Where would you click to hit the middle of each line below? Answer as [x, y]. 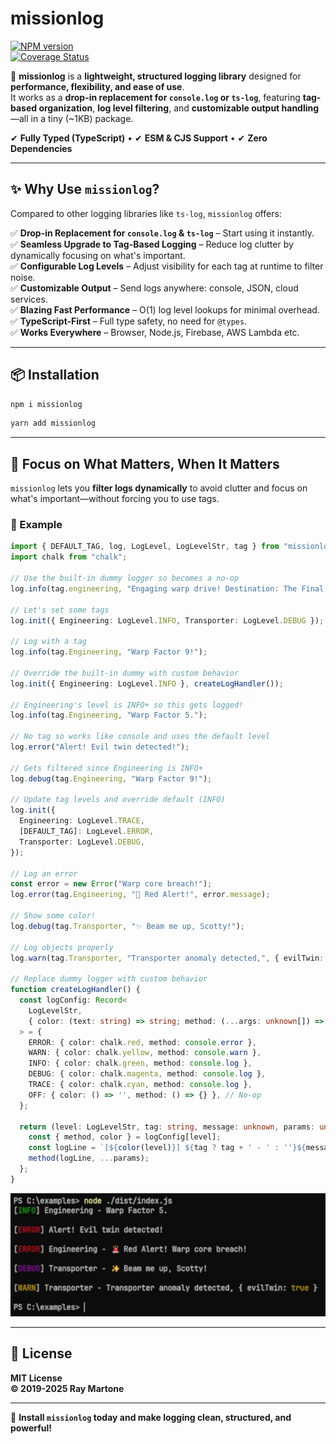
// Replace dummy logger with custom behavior [109, 979]
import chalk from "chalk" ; [69, 557]
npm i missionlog [46, 404]
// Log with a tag [48, 642]
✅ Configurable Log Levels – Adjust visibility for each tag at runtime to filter [167, 266]
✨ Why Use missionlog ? [85, 189]
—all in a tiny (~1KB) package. [72, 118]
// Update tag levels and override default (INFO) [118, 800]
